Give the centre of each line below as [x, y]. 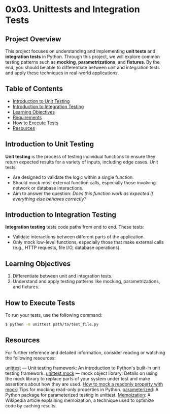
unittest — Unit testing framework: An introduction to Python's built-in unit [83, 368]
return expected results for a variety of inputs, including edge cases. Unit [82, 162]
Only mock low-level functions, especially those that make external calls [88, 242]
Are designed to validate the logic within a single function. [73, 177]
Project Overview [33, 39]
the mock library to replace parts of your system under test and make [78, 378]
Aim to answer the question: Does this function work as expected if [83, 193]
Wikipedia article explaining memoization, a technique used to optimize [80, 400]
